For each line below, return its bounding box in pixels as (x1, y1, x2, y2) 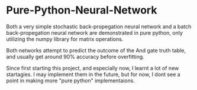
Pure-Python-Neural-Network (6, 4, 157, 17)
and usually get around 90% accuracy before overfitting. (6, 53, 145, 60)
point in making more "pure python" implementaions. (6, 77, 135, 84)
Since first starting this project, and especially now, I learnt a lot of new (6, 64, 179, 71)
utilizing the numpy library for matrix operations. (6, 35, 124, 42)
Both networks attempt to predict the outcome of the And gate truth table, (6, 46, 186, 54)
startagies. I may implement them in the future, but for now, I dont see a (6, 71, 180, 78)
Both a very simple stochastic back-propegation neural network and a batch (6, 23, 192, 30)
